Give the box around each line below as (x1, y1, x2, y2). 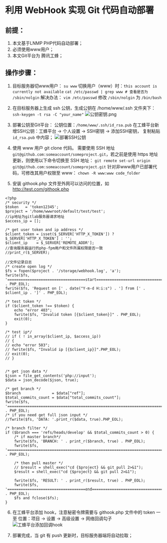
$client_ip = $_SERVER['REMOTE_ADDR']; (5, 240, 94, 245)
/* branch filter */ (5, 425, 48, 431)
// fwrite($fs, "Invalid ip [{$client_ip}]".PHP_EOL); (5, 347, 121, 352)
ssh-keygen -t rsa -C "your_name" (12, 112, 84, 117)
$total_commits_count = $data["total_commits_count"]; (5, 395, 121, 400)
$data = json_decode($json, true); (5, 377, 79, 382)
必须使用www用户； (12, 46, 54, 52)
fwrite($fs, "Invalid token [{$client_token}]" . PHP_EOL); (14, 312, 141, 317)
